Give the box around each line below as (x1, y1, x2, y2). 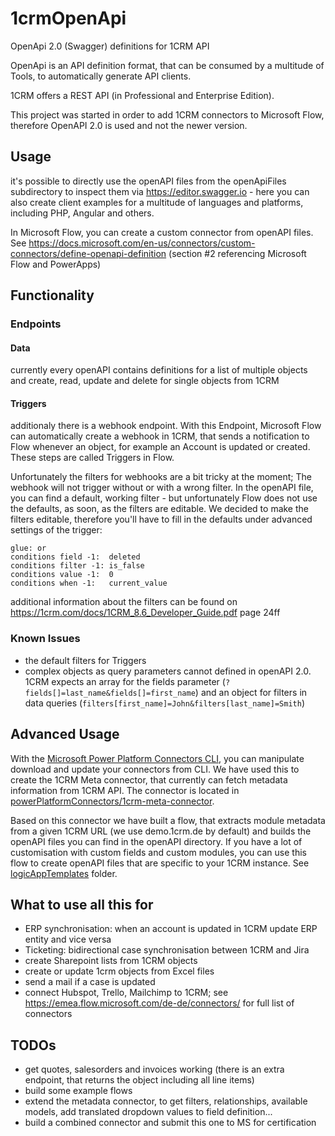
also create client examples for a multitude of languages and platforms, (10, 196, 304, 208)
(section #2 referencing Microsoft (168, 247, 307, 259)
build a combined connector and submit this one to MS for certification (24, 1117, 317, 1129)
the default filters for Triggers (24, 654, 147, 666)
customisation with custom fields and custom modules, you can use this (10, 846, 307, 858)
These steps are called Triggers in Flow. (10, 452, 175, 464)
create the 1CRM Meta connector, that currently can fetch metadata (10, 773, 288, 786)
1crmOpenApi (10, 7, 127, 30)
